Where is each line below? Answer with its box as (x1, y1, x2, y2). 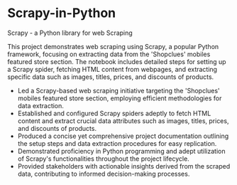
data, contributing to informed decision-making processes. (17, 169, 190, 178)
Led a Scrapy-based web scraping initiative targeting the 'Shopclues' (17, 86, 220, 95)
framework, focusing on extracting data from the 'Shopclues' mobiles (7, 50, 211, 58)
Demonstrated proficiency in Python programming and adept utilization (17, 147, 226, 155)
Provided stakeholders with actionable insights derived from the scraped (17, 162, 231, 170)
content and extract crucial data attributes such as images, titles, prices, (17, 116, 229, 125)
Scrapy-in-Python (7, 5, 116, 21)
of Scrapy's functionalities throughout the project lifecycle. (17, 154, 189, 163)
